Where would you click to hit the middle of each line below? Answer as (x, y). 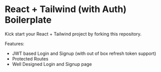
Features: (15, 43)
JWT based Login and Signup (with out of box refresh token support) (84, 53)
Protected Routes (30, 58)
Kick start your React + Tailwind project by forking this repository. (73, 34)
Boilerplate (28, 20)
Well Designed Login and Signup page (52, 64)
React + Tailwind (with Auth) (66, 9)
